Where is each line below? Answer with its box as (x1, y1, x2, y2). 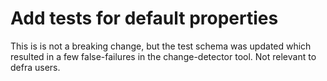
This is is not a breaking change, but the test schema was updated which (10, 40, 312, 52)
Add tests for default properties (10, 7, 279, 30)
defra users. (10, 61, 61, 73)
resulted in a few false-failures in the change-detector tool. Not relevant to (10, 50, 317, 62)
